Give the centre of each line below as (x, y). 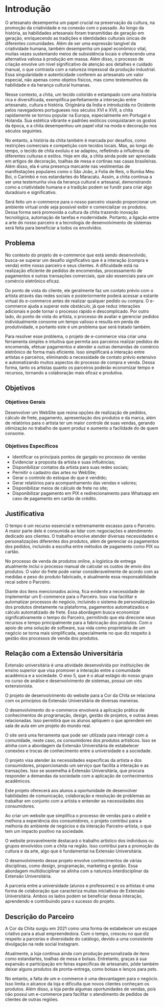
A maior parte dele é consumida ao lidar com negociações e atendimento (79, 531)
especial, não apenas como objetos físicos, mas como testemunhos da (77, 80)
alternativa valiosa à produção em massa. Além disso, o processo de (74, 59)
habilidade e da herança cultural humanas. (48, 85)
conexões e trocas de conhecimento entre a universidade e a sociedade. (79, 751)
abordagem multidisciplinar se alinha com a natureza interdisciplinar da (77, 871)
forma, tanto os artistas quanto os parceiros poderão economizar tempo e (80, 367)
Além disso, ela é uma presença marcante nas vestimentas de (68, 166)
